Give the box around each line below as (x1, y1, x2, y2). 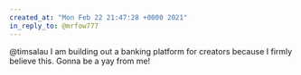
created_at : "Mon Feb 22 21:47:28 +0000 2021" (9, 12, 188, 22)
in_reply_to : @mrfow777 (9, 21, 99, 30)
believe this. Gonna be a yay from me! (9, 55, 151, 66)
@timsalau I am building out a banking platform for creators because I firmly (9, 46, 293, 56)
